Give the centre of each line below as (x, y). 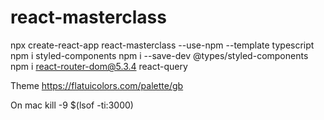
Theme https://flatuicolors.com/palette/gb (97, 85)
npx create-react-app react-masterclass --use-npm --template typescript (162, 45)
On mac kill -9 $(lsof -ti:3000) (72, 105)
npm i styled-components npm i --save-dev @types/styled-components (159, 55)
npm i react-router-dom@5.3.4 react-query (99, 66)
